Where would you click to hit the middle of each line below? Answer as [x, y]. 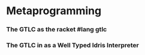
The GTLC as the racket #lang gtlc [57, 30]
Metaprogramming [54, 11]
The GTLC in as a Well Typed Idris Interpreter [73, 46]
